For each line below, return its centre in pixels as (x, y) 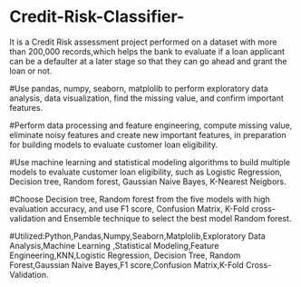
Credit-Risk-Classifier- (97, 17)
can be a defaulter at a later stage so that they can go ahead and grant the (148, 61)
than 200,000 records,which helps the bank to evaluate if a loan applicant (147, 51)
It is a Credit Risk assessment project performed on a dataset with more (143, 42)
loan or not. (31, 71)
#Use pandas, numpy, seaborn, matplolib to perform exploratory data (139, 88)
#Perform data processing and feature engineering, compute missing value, (151, 125)
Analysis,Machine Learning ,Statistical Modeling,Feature (114, 245)
